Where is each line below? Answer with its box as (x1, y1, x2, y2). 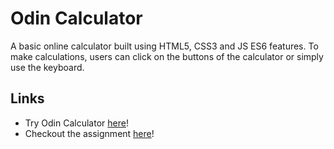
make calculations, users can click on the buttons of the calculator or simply (10, 50, 324, 62)
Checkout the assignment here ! (24, 127, 155, 139)
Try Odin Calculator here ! (24, 117, 129, 129)
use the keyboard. (10, 61, 85, 73)
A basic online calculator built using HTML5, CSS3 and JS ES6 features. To (10, 40, 319, 52)
